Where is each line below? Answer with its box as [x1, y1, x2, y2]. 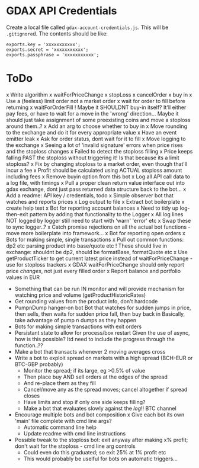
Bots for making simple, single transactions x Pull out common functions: [6, 236, 184, 243]
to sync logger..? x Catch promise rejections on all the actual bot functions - [6, 223, 191, 230]
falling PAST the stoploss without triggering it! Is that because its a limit [6, 154, 179, 161]
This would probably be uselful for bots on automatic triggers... [23, 455, 178, 462]
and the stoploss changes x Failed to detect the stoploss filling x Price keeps [6, 148, 193, 155]
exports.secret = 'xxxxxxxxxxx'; [6, 46, 89, 53]
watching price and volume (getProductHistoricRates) [14, 291, 146, 299]
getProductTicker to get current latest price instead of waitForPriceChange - [6, 255, 193, 262]
